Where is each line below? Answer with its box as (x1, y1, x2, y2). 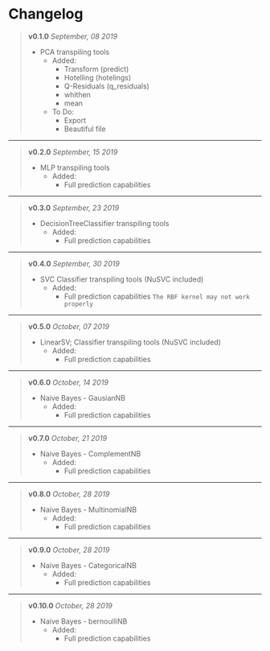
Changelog (8, 5, 84, 23)
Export (63, 115, 87, 125)
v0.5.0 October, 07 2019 (27, 321, 110, 331)
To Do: (51, 106, 75, 117)
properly (63, 299, 94, 308)
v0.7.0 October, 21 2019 (27, 433, 108, 443)
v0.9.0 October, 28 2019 (27, 545, 110, 554)
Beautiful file (63, 124, 106, 134)
